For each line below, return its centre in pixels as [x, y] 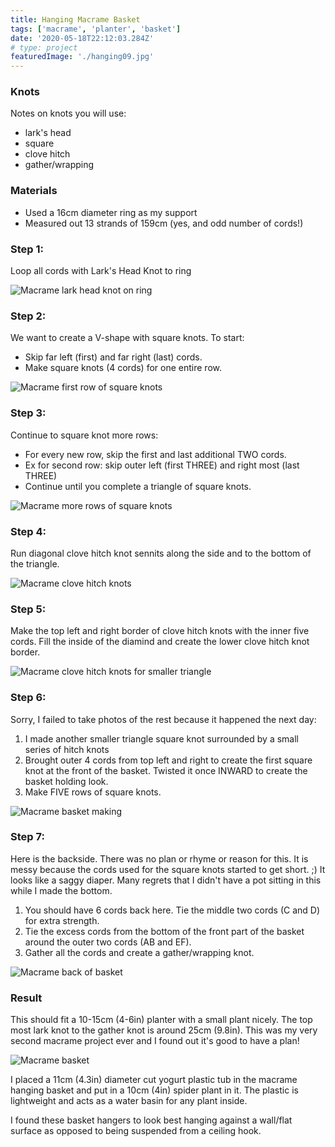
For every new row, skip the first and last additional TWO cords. [155, 454]
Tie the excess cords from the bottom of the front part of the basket [164, 931]
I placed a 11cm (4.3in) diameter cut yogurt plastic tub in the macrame [154, 1080]
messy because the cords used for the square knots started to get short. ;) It [168, 869]
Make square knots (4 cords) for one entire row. [123, 368]
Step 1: [27, 249]
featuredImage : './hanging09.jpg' [82, 57]
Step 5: [28, 609]
